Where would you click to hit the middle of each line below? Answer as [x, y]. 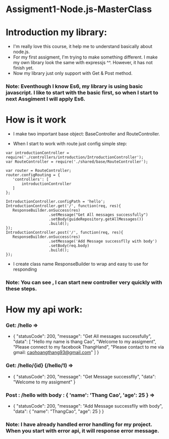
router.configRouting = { [33, 175]
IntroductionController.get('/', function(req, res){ [64, 206]
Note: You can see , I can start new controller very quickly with [84, 282]
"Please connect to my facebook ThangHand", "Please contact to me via [89, 347]
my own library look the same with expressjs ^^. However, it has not [83, 63]
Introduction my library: [57, 33]
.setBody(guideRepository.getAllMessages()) [96, 219]
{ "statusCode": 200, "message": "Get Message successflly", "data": [84, 376]
